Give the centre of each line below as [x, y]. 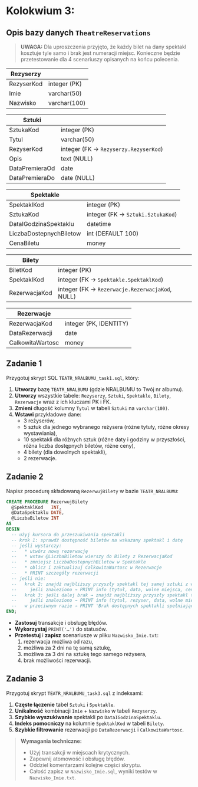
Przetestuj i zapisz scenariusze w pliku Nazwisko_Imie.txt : [87, 635]
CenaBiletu [24, 243]
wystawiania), [40, 433]
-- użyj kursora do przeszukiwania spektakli [68, 534]
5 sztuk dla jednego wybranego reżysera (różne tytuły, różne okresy [106, 427]
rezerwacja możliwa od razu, [58, 642]
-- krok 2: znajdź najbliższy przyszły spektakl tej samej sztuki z [100, 584]
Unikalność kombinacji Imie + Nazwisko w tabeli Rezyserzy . [86, 711]
